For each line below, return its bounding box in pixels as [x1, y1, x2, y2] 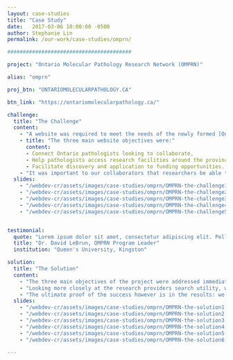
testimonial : [7, 227, 45, 234]
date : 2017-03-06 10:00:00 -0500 [7, 23, 110, 30]
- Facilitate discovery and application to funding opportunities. [25, 163, 225, 170]
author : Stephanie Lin [7, 29, 73, 37]
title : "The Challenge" [13, 117, 82, 125]
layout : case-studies [7, 10, 70, 17]
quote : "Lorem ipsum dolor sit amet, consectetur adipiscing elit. [13, 234, 213, 240]
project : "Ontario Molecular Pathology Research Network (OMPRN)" [7, 61, 203, 68]
